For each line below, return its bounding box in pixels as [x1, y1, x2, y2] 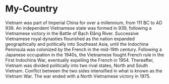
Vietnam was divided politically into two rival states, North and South [5, 62, 148, 68]
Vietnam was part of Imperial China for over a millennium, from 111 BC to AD [5, 20, 162, 26]
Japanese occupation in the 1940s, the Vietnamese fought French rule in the [5, 51, 164, 58]
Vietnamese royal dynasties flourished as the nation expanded [5, 36, 135, 42]
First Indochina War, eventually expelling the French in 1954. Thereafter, [5, 57, 154, 63]
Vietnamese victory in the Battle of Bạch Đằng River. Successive [5, 30, 139, 36]
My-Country [5, 3, 58, 15]
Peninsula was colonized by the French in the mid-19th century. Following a [5, 46, 162, 52]
